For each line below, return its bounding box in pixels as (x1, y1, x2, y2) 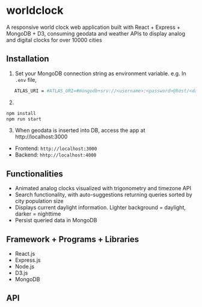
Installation (6, 54, 49, 64)
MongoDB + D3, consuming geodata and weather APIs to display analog (6, 29, 185, 37)
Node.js (14, 263, 35, 270)
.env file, (14, 76, 37, 83)
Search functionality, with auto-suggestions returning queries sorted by (14, 191, 192, 199)
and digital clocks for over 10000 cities (6, 36, 102, 43)
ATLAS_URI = (14, 88, 44, 94)
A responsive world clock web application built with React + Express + (6, 23, 181, 31)
